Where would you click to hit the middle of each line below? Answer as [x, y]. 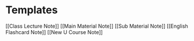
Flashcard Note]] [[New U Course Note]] [54, 32]
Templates [32, 10]
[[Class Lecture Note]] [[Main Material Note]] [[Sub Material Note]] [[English [97, 26]
